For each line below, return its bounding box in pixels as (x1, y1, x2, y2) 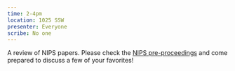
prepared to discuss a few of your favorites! (7, 56, 134, 65)
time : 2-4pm (7, 10, 42, 17)
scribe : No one (7, 29, 52, 37)
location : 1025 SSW (7, 17, 65, 24)
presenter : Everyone (7, 23, 68, 30)
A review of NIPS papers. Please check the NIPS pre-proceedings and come (7, 49, 228, 57)
